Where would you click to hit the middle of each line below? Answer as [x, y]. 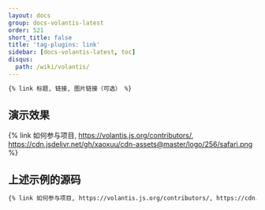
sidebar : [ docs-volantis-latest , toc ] [72, 52]
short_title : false [40, 37]
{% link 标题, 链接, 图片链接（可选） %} [70, 88]
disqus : [21, 60]
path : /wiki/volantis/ [52, 67]
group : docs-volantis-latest [56, 23]
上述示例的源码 [45, 180]
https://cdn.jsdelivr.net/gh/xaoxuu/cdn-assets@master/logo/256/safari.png [131, 144]
